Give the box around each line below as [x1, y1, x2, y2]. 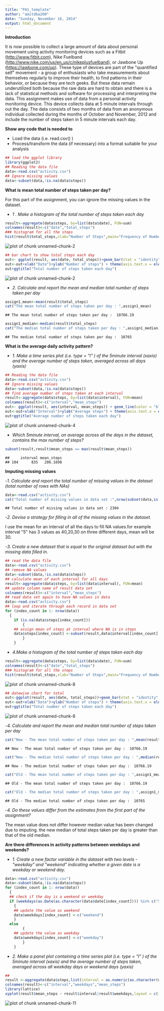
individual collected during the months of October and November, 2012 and [5, 111, 157, 118]
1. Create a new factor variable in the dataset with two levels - [12, 856, 138, 862]
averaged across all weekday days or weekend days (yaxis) [12, 964, 134, 969]
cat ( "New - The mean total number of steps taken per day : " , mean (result [5, 737, 161, 742]
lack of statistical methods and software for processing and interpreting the [5, 91, 157, 96]
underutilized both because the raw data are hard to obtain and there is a [5, 85, 152, 91]
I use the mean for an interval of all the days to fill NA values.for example [5, 524, 151, 530]
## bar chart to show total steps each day [5, 253, 95, 258]
